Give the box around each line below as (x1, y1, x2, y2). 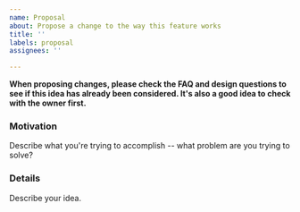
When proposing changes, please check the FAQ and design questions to (9, 79, 287, 89)
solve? (9, 149, 34, 161)
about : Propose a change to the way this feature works (9, 21, 221, 30)
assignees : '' (9, 47, 62, 55)
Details (9, 172, 41, 184)
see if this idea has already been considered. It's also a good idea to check (9, 89, 291, 99)
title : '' (9, 30, 46, 38)
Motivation (9, 120, 58, 132)
